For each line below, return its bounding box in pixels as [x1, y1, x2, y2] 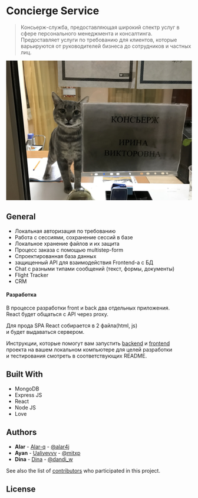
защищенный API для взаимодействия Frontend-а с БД [14, 259, 154, 266]
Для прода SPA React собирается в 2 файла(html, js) [6, 322, 138, 329]
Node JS [14, 403, 37, 411]
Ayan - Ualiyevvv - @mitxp [14, 449, 81, 456]
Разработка [6, 291, 37, 298]
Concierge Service [6, 4, 100, 18]
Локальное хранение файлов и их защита [14, 240, 120, 247]
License [6, 484, 36, 494]
